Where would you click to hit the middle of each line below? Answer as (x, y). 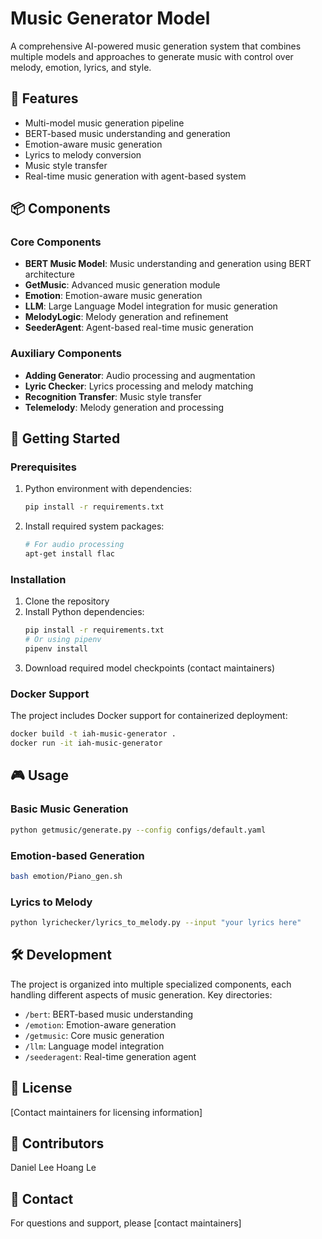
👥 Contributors (57, 1143)
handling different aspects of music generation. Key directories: (141, 994)
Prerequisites (43, 467)
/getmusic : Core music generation (94, 1035)
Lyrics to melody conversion (83, 154)
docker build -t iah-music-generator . (93, 734)
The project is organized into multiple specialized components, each (151, 984)
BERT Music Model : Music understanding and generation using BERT (168, 264)
